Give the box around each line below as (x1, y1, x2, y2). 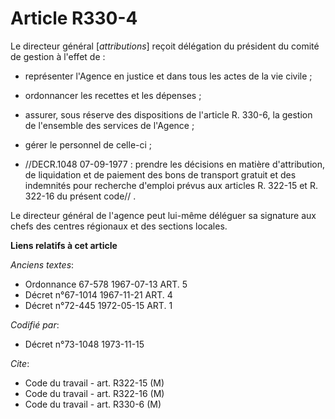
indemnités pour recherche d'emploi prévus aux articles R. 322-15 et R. (24, 179, 318, 191)
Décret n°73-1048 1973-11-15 (24, 338, 145, 350)
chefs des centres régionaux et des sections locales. (10, 220, 228, 232)
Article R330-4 (10, 7, 138, 30)
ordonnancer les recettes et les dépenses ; (24, 89, 202, 101)
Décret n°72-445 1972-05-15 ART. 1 (24, 299, 173, 311)
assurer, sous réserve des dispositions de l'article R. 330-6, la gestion (24, 108, 313, 121)
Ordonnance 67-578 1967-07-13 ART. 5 (24, 278, 188, 290)
